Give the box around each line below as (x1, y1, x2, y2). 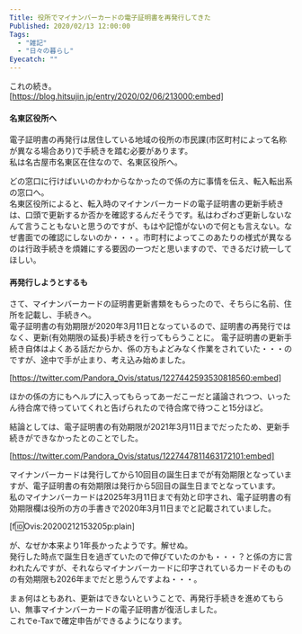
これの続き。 (9, 81, 57, 91)
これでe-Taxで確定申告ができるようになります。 (9, 615, 187, 626)
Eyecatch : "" (9, 55, 58, 64)
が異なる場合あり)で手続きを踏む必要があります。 (9, 146, 193, 156)
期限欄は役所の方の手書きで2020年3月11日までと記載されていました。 (16, 503, 277, 513)
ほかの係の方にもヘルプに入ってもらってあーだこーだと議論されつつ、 (9, 391, 268, 402)
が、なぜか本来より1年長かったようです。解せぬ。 (9, 540, 193, 551)
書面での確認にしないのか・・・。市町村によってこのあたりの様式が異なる (16, 232, 292, 243)
